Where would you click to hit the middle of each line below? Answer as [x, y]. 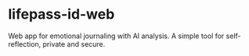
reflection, [25, 44]
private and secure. [74, 44]
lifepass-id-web [61, 14]
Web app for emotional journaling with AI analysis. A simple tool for [116, 36]
